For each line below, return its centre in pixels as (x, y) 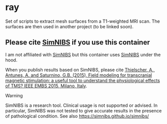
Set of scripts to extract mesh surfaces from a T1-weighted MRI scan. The (82, 21)
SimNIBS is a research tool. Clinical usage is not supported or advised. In (81, 105)
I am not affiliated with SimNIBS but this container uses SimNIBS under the (83, 54)
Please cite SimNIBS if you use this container (78, 43)
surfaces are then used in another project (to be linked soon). (69, 26)
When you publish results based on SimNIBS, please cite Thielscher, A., (80, 70)
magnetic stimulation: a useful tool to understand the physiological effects (83, 80)
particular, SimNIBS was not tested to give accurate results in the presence (83, 110)
